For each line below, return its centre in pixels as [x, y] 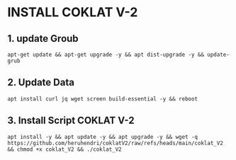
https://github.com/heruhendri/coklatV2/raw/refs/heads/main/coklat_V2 [115, 143]
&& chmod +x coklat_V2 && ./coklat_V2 [64, 149]
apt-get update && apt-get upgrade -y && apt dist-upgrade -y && [106, 55]
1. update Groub [43, 39]
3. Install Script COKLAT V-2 [71, 121]
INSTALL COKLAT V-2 [73, 12]
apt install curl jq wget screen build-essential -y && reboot [103, 99]
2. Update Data [41, 82]
